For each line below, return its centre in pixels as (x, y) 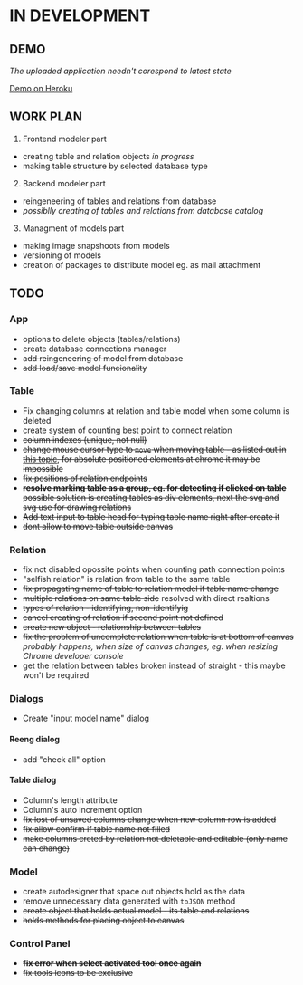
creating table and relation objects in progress (108, 156)
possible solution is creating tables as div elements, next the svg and (151, 497)
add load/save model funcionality (85, 368)
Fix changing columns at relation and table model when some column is (156, 411)
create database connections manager (95, 349)
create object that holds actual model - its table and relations (136, 911)
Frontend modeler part (64, 139)
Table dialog (33, 780)
